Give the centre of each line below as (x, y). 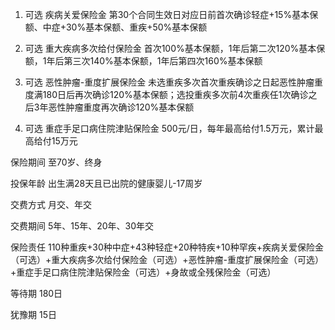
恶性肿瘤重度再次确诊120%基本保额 (121, 107)
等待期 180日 (36, 293)
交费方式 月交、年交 (51, 204)
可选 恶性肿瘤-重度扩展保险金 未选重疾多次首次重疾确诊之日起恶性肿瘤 (169, 82)
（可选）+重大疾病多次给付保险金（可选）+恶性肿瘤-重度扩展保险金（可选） (167, 259)
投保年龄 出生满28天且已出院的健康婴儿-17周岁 (106, 183)
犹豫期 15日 (33, 314)
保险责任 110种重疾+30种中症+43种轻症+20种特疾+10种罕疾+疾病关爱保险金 (167, 247)
